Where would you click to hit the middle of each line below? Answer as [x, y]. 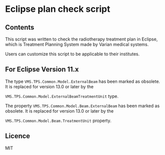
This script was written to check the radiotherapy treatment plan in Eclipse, [82, 39]
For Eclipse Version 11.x [42, 69]
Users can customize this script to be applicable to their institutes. [72, 54]
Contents [20, 27]
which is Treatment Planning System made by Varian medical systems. [77, 44]
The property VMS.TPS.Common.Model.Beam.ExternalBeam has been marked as [82, 106]
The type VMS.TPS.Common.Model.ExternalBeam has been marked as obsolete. [83, 81]
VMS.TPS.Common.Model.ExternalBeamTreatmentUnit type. [62, 96]
